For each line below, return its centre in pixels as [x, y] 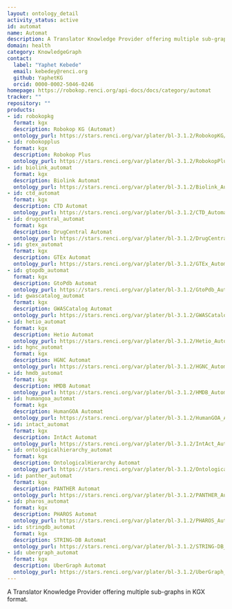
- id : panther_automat [40, 476]
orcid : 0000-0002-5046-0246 [54, 84]
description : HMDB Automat [52, 386]
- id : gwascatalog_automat [46, 296]
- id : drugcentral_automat [46, 219]
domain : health [29, 46]
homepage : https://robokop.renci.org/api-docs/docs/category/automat [109, 90]
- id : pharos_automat [38, 501]
